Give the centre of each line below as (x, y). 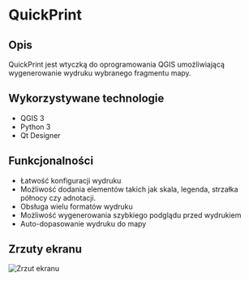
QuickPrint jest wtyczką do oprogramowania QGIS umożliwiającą (117, 64)
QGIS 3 (32, 118)
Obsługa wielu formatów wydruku (77, 206)
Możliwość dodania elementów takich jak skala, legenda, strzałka (129, 189)
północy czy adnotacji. (58, 197)
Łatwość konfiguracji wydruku (71, 180)
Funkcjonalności (51, 161)
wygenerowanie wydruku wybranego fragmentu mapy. (100, 73)
